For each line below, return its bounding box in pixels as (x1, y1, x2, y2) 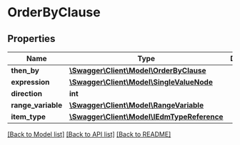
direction (11, 89, 43, 98)
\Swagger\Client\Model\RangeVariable (69, 100, 204, 110)
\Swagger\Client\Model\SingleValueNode (69, 77, 213, 87)
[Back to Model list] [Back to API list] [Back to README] (7, 130, 171, 139)
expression (11, 77, 50, 87)
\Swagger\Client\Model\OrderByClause (69, 65, 206, 75)
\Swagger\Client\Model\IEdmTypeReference (69, 112, 224, 122)
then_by (11, 65, 39, 75)
